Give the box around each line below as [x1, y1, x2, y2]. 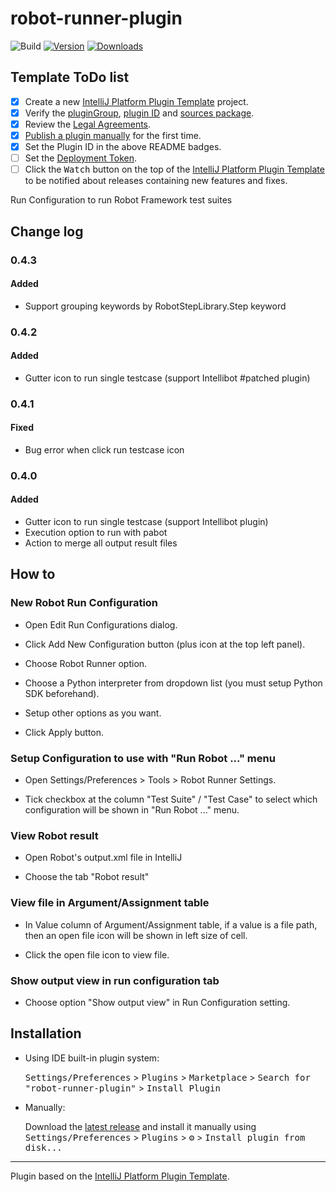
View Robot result [10, 828, 99, 842]
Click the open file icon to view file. [24, 948, 170, 961]
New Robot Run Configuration [10, 596, 159, 610]
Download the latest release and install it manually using [24, 1120, 257, 1132]
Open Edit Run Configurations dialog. [24, 618, 178, 631]
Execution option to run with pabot [24, 527, 168, 539]
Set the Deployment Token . [24, 152, 138, 164]
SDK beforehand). [24, 687, 100, 699]
